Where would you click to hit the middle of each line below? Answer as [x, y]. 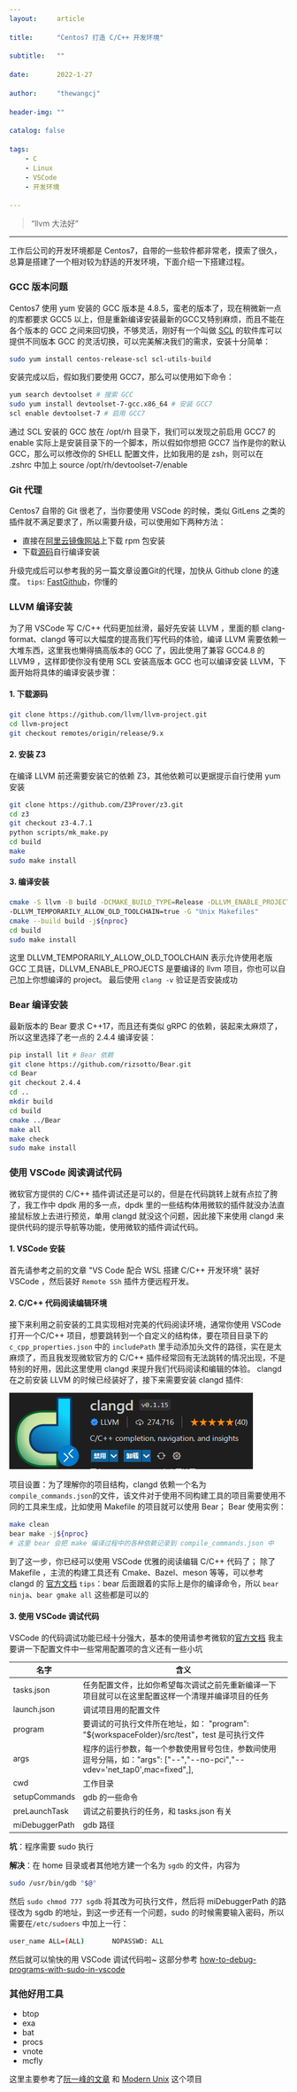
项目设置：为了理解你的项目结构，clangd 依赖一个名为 [108, 1484]
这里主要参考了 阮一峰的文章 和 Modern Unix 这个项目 [106, 2079]
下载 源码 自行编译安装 [61, 552]
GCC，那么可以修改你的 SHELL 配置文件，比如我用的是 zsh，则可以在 [136, 454]
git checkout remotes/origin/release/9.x [87, 733]
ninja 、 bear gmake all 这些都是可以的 [79, 1594]
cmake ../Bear [35, 1120]
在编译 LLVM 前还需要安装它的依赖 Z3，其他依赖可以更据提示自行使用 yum [145, 776]
